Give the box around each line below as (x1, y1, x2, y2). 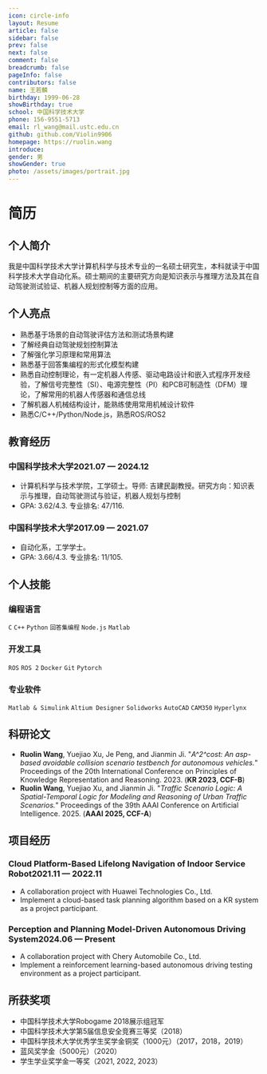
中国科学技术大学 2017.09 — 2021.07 (8, 522, 149, 533)
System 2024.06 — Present (8, 933, 116, 945)
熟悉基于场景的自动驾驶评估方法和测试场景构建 (19, 329, 174, 339)
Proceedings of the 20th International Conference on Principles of (19, 766, 237, 775)
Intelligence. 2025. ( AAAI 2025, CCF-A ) (19, 808, 152, 818)
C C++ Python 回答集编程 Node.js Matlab (8, 624, 130, 632)
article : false (8, 26, 59, 34)
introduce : (8, 145, 45, 153)
